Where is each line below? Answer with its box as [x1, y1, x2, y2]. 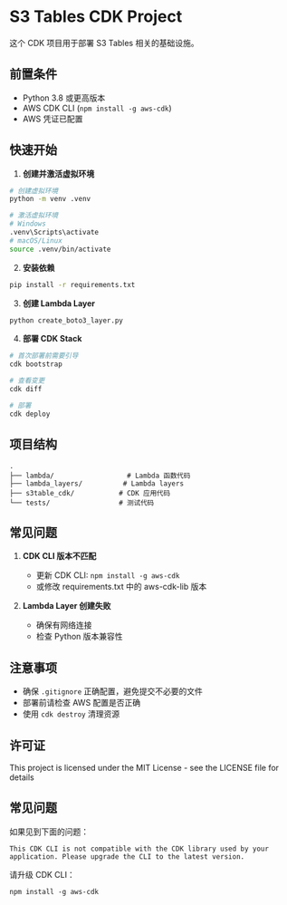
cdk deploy [9, 409, 51, 419]
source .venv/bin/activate [9, 245, 111, 254]
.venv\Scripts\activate [9, 228, 100, 237]
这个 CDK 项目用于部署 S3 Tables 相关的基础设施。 [9, 37, 199, 48]
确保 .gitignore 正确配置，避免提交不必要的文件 [22, 686, 204, 697]
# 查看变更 [9, 376, 45, 386]
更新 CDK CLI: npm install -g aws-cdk [35, 570, 180, 581]
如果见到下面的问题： [9, 826, 89, 837]
